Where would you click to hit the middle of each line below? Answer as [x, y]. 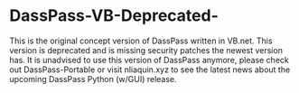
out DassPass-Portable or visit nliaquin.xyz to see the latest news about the [150, 70]
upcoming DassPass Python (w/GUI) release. [93, 79]
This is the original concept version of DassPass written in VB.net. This [141, 41]
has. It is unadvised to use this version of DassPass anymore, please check [149, 60]
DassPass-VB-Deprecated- [114, 16]
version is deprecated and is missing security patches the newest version [146, 50]
